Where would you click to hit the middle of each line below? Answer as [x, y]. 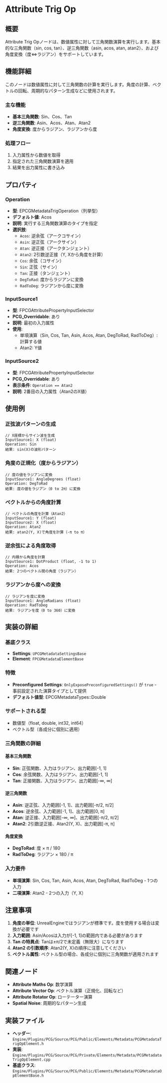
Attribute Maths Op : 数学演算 [42, 985]
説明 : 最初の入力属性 [33, 323]
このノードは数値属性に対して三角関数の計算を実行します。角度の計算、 [79, 84]
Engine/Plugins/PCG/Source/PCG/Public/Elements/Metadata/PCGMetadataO [87, 1072]
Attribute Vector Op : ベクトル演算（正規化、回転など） [69, 991]
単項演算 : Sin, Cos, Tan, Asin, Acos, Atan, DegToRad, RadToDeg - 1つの [85, 880]
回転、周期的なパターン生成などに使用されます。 [68, 90]
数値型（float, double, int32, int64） [49, 723]
